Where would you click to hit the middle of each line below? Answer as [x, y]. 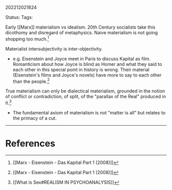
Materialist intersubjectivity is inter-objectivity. [54, 49]
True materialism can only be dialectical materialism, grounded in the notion [85, 91]
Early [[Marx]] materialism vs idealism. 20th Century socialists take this [80, 27]
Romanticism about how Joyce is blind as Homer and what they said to [87, 64]
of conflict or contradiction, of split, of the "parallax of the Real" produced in [86, 97]
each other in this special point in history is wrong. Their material [81, 69]
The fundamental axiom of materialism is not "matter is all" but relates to [89, 112]
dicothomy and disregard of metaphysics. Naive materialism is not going [82, 32]
